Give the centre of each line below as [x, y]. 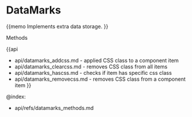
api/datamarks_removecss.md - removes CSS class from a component [100, 79]
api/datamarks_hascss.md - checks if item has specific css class [93, 73]
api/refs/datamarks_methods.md [54, 108]
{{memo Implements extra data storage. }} [57, 26]
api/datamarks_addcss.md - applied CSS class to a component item [97, 60]
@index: [16, 97]
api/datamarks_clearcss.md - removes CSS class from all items [91, 66]
